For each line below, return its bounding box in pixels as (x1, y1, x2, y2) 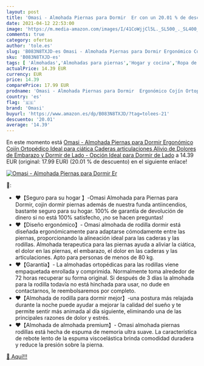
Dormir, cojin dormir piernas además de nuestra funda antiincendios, (15, 201, 188, 209)
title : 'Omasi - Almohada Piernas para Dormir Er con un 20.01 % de (6, 15, 186, 21)
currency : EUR (6, 71, 42, 77)
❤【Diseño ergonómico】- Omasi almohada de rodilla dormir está (15, 221, 181, 229)
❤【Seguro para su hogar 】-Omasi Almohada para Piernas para (15, 194, 178, 201)
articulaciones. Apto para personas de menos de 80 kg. (15, 254, 155, 261)
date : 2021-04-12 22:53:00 (6, 20, 75, 26)
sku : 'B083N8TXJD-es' (6, 54, 61, 60)
